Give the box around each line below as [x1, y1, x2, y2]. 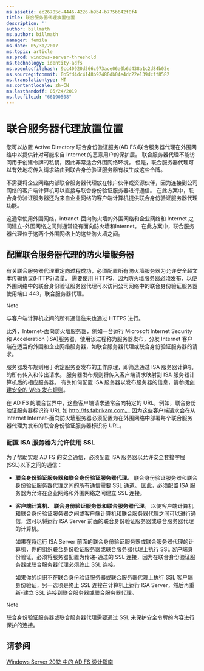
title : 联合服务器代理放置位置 [6, 15, 75, 21]
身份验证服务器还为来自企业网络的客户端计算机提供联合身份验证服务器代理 [11, 194, 198, 202]
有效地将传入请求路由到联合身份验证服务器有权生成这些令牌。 [11, 166, 166, 174]
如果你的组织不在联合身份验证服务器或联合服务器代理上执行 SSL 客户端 [15, 574, 193, 581]
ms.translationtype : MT [6, 77, 67, 83]
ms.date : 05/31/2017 [6, 43, 59, 49]
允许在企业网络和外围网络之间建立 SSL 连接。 [31, 489, 146, 496]
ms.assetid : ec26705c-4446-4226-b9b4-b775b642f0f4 [6, 9, 137, 15]
